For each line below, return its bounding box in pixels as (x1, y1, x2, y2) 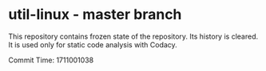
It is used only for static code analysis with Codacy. (8, 39, 177, 49)
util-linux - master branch (8, 6, 182, 24)
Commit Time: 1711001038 (8, 55, 94, 65)
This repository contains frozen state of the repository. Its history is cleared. (8, 32, 258, 41)
